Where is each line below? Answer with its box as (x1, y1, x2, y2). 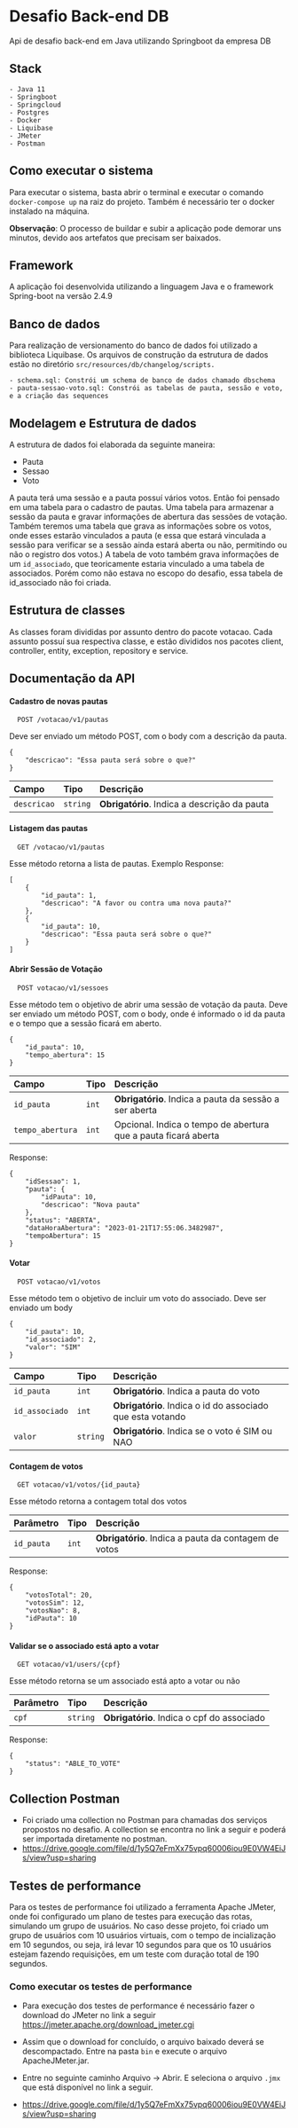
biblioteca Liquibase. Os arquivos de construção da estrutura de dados (9, 349, 269, 360)
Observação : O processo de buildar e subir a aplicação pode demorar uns (9, 223, 282, 233)
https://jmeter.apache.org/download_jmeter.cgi (21, 2020, 195, 2030)
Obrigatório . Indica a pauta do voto (113, 1386, 260, 1398)
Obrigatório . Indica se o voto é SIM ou (113, 1425, 273, 1438)
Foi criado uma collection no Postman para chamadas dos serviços (21, 1815, 268, 1826)
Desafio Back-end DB (9, 6, 169, 27)
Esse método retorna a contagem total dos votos (9, 1496, 188, 1507)
